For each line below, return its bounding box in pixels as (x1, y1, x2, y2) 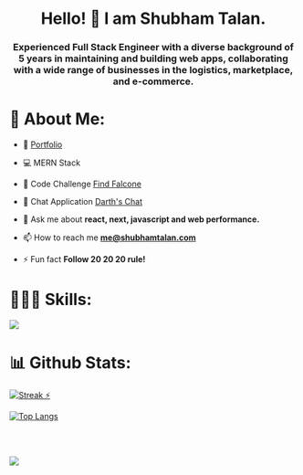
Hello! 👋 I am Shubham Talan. (40, 8, 266, 29)
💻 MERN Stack (22, 157, 80, 168)
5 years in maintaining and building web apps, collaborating (17, 52, 289, 65)
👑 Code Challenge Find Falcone (22, 178, 141, 190)
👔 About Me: (9, 109, 106, 130)
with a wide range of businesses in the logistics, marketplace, (13, 64, 294, 77)
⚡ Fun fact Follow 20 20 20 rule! (22, 254, 146, 265)
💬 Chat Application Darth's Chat (22, 196, 143, 207)
